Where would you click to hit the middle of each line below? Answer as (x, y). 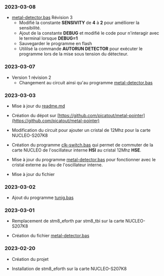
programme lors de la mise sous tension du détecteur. (74, 54)
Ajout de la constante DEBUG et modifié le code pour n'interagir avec (89, 33)
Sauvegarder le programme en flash (55, 44)
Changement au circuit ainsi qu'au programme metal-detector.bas (86, 82)
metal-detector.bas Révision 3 (42, 18)
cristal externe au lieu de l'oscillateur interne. (57, 165)
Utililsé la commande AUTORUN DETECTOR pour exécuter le (81, 49)
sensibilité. (30, 28)
